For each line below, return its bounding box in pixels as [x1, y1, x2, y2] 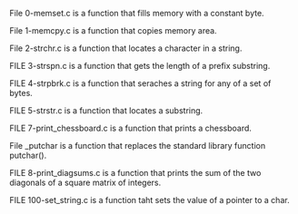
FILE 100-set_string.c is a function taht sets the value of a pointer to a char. [9, 195, 290, 205]
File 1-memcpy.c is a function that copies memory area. [9, 25, 217, 35]
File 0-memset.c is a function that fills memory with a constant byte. [9, 8, 265, 18]
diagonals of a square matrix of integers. [9, 177, 162, 188]
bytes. [9, 88, 34, 98]
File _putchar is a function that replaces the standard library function [9, 141, 266, 151]
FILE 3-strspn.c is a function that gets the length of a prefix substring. [9, 61, 271, 71]
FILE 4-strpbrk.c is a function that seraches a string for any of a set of [9, 78, 272, 89]
